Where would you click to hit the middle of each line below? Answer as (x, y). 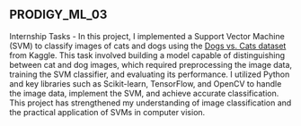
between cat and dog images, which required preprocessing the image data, (151, 64)
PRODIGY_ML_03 (58, 15)
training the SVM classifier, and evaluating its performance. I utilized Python (150, 74)
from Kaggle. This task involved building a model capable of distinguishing (147, 55)
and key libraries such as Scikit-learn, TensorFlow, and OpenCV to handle (146, 83)
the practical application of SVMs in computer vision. (107, 112)
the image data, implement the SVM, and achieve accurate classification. (144, 93)
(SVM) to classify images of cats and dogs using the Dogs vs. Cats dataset (148, 46)
